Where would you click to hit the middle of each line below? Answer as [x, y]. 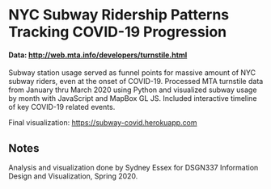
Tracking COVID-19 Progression [118, 32]
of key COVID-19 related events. [62, 107]
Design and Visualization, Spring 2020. [73, 176]
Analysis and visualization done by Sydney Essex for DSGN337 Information [133, 168]
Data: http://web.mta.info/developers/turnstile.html [98, 55]
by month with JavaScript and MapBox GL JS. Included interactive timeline [133, 99]
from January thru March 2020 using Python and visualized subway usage [133, 90]
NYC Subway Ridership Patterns [119, 15]
